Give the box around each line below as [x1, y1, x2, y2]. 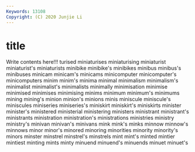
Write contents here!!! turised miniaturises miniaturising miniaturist [6, 58, 166, 65]
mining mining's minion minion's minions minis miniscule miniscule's [6, 96, 171, 103]
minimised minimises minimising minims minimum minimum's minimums [6, 89, 180, 96]
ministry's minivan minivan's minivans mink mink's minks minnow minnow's [6, 120, 189, 127]
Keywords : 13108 [6, 8, 46, 15]
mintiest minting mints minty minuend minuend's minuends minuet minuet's [6, 139, 189, 146]
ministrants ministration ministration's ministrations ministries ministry [6, 115, 175, 122]
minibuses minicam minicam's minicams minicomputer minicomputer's [6, 71, 177, 78]
